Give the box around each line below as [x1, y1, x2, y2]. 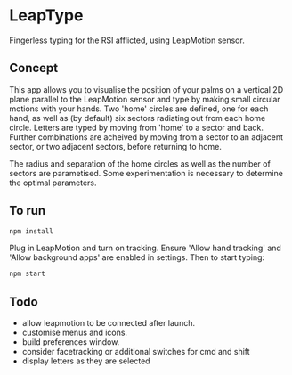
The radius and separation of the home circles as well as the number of [9, 158, 272, 169]
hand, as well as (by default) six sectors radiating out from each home [9, 112, 266, 123]
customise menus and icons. [21, 327, 127, 338]
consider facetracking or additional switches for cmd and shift [21, 346, 251, 357]
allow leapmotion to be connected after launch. [21, 318, 196, 329]
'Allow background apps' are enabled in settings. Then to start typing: [9, 252, 265, 263]
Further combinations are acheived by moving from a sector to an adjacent [9, 131, 283, 143]
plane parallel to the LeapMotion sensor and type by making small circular [9, 94, 280, 104]
